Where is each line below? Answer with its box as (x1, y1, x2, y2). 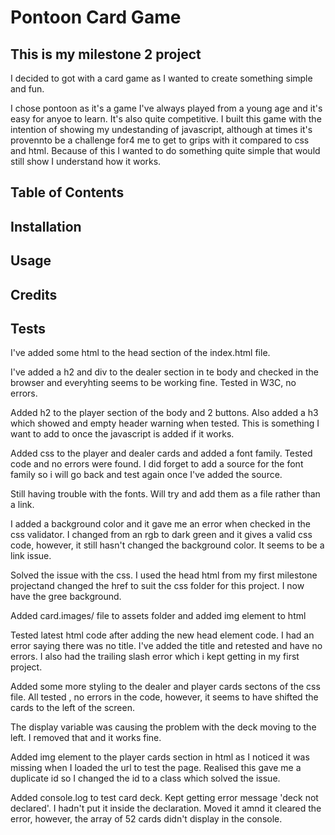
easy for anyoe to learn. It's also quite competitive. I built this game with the (10, 113, 322, 125)
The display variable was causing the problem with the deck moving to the (10, 721, 317, 733)
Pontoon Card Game (10, 6, 182, 29)
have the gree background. (10, 591, 122, 603)
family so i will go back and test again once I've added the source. (10, 469, 283, 481)
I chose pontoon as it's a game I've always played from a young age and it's (10, 102, 323, 114)
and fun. (10, 83, 45, 95)
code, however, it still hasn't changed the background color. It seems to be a (10, 539, 325, 551)
